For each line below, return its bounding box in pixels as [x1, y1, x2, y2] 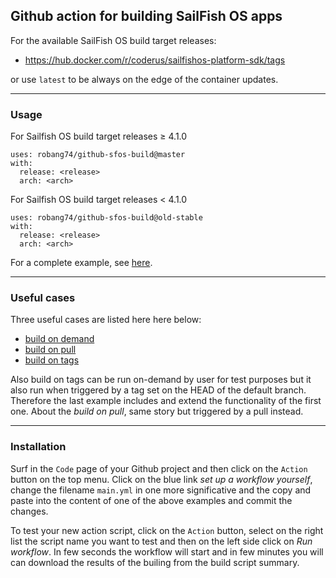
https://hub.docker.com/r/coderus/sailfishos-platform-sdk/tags [24, 54, 286, 66]
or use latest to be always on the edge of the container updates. [10, 73, 279, 85]
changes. [10, 505, 49, 517]
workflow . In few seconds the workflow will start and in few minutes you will [10, 545, 324, 558]
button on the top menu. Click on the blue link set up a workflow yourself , [10, 473, 313, 485]
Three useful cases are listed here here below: [10, 314, 202, 326]
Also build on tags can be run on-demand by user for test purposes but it [10, 374, 312, 386]
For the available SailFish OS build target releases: [10, 34, 217, 46]
